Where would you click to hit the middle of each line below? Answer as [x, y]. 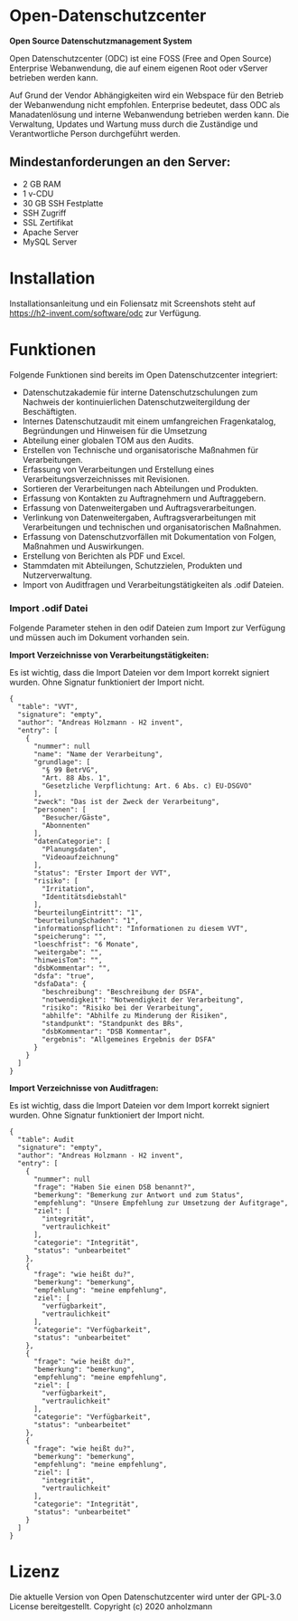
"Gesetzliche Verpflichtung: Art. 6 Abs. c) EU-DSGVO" [147, 786]
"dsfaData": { [60, 983]
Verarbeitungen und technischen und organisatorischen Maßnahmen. [152, 527]
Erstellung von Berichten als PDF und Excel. [103, 556]
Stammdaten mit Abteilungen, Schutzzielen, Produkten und [132, 565]
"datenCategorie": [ [72, 841]
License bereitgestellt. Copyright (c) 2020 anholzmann [111, 1606]
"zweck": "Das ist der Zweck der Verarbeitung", [126, 801]
